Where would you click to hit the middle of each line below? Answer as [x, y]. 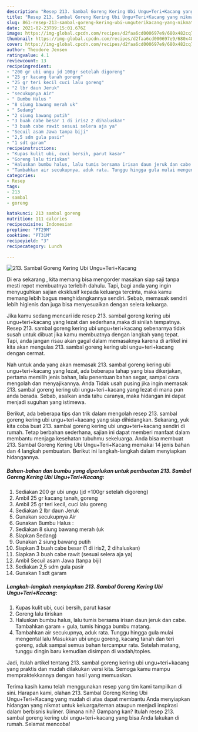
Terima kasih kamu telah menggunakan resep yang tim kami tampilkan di [95, 687]
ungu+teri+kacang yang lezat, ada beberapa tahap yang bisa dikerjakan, [95, 371]
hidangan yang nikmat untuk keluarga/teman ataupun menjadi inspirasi [92, 706]
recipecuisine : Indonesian [40, 225]
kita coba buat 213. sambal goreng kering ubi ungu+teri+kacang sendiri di [96, 426]
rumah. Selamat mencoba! [38, 724]
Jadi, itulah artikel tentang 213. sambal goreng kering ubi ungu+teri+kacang [98, 663]
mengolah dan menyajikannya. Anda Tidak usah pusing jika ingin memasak [97, 383]
